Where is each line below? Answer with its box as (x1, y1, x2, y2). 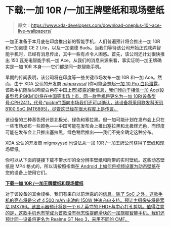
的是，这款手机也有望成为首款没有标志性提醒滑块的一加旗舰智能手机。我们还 (5, 210, 165, 216)
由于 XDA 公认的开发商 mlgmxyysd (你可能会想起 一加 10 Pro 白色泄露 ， (14, 80, 163, 86)
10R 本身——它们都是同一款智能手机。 (24, 64, 104, 70)
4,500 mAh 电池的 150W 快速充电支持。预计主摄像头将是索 (41, 197, 164, 203)
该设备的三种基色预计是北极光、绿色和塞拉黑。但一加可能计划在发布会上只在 (5, 117, 165, 123)
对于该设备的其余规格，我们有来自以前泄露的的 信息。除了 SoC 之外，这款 (5, 191, 158, 197)
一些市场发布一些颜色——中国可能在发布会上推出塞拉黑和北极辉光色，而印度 (5, 123, 165, 129)
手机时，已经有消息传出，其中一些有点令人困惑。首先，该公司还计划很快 (9, 51, 160, 57)
